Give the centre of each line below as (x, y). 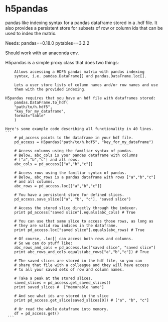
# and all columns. (35, 181)
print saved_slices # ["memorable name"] (59, 287)
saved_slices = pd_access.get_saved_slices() (63, 283)
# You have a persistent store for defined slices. (69, 195)
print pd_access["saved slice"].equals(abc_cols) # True (75, 212)
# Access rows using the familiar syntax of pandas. (70, 173)
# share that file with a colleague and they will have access (82, 265)
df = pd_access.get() (37, 313)
